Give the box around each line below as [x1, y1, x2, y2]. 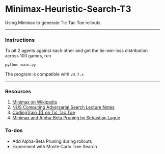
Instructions [5, 36, 35, 43]
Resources [5, 88, 31, 95]
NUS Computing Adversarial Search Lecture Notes [12, 104, 115, 110]
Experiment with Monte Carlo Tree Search [12, 143, 97, 149]
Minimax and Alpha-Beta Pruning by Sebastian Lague [12, 115, 120, 121]
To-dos [5, 127, 23, 134]
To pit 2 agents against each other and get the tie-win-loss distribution [5, 48, 148, 53]
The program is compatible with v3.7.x [5, 71, 84, 77]
